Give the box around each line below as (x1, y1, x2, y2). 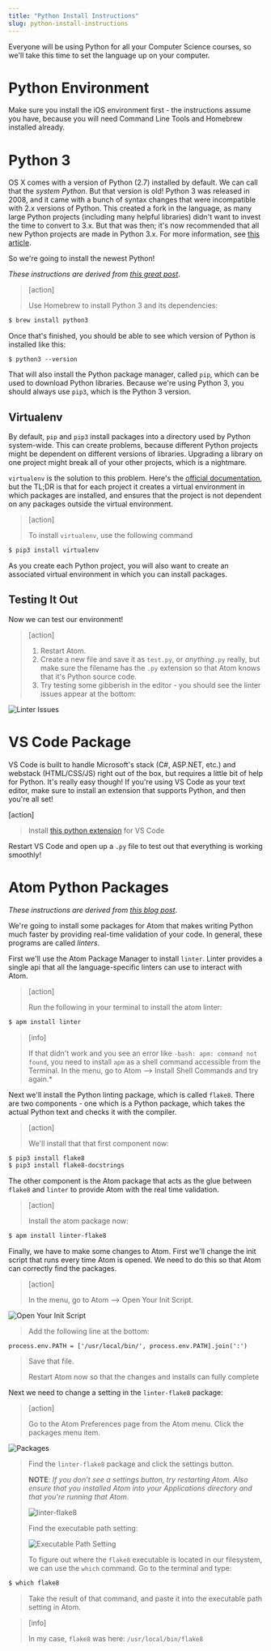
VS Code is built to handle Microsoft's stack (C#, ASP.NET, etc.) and (8, 759, 236, 770)
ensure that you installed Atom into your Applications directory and (28, 1483, 252, 1493)
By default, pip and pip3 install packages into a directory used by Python (8, 432, 251, 442)
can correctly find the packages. (8, 1264, 117, 1273)
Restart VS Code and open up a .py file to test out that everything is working (8, 841, 263, 851)
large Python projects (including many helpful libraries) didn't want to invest (8, 212, 261, 222)
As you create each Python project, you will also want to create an (8, 561, 229, 570)
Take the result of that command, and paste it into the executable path (28, 1593, 263, 1603)
